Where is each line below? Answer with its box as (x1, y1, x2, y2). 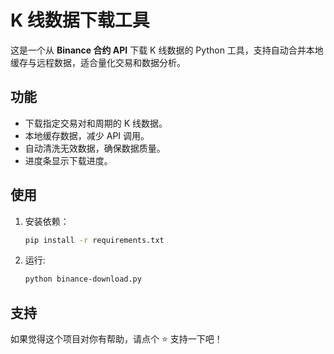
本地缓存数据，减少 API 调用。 (24, 129, 150, 141)
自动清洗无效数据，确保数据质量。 (24, 142, 166, 154)
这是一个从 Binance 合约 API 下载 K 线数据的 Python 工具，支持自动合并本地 (10, 44, 324, 56)
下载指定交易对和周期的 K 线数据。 (24, 117, 168, 129)
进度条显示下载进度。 (24, 154, 113, 166)
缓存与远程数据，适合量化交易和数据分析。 (10, 56, 186, 68)
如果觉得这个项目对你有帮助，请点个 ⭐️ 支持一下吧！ (10, 333, 223, 345)
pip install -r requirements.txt (24, 235, 165, 245)
